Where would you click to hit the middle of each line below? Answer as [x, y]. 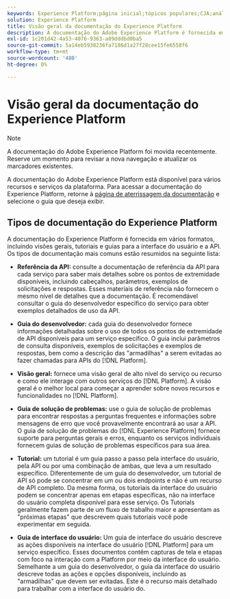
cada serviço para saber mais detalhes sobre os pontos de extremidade [118, 274]
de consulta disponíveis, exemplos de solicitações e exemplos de [109, 346]
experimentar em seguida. [54, 524]
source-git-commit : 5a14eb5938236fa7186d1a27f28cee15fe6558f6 [98, 45]
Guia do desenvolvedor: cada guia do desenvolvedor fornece [104, 324]
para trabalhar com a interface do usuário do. [81, 589]
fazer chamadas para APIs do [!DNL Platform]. [82, 360]
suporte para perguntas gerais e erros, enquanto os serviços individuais [119, 438]
